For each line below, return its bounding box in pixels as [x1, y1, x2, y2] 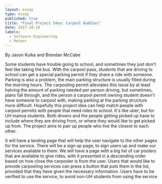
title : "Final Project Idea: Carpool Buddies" [5, 20, 101, 26]
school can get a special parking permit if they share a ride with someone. [5, 71, 153, 77]
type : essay [5, 12, 29, 16]
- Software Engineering [9, 34, 57, 39]
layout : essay [5, 7, 34, 12]
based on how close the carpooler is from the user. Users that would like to [5, 158, 155, 164]
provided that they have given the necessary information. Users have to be [5, 168, 154, 174]
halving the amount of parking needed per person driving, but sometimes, [5, 87, 153, 92]
